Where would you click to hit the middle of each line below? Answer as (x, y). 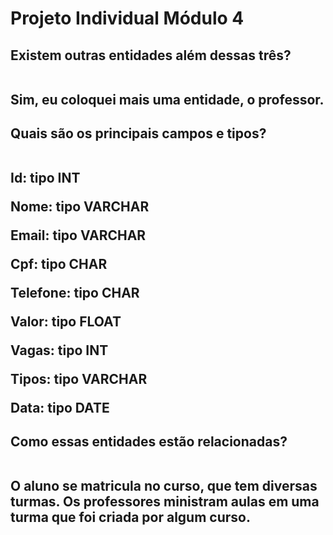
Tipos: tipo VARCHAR (79, 378)
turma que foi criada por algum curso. (130, 517)
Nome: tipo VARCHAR (80, 206)
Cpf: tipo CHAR (59, 263)
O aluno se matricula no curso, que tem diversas (164, 486)
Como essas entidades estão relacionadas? (149, 442)
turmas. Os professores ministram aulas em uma (165, 502)
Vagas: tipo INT (59, 350)
